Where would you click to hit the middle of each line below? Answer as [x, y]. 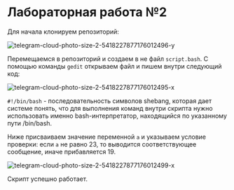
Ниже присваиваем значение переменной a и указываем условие [107, 137]
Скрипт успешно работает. [47, 179]
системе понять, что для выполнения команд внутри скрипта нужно [110, 108]
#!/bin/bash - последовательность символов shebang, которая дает [110, 101]
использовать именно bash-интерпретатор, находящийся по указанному [117, 116]
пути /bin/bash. [30, 123]
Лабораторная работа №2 [87, 12]
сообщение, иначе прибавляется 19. [62, 151]
